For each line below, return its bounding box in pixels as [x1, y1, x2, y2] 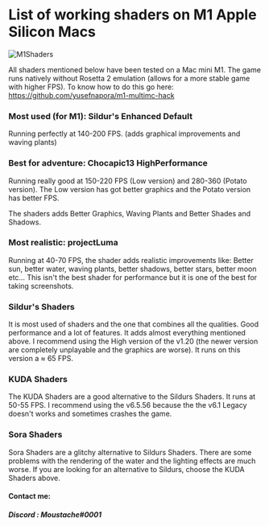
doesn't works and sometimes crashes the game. [8, 409, 172, 419]
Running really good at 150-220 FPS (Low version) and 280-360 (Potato [8, 175, 247, 186]
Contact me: [8, 491, 51, 501]
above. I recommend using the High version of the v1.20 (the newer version [8, 336, 259, 347]
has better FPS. [8, 193, 60, 203]
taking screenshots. [8, 281, 74, 290]
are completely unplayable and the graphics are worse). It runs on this [8, 345, 241, 355]
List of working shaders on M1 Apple [8, 6, 257, 24]
